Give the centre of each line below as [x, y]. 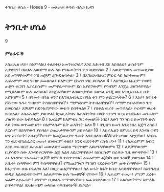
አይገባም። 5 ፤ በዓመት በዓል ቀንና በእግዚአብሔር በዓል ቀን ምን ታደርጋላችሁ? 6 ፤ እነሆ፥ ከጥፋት [81, 97]
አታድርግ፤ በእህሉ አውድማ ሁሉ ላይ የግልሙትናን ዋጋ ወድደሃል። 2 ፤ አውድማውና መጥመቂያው [80, 70]
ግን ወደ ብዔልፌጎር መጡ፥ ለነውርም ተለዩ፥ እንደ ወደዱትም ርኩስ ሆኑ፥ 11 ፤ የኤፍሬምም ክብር [80, 141]
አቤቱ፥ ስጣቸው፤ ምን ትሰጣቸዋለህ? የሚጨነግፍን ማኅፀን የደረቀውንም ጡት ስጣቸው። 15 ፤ [78, 163]
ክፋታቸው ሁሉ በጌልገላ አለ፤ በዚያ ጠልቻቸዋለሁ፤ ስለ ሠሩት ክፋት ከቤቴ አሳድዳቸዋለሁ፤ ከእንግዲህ [82, 169]
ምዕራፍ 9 [14, 53]
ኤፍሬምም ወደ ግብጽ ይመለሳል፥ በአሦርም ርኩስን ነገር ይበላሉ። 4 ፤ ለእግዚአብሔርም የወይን [79, 81]
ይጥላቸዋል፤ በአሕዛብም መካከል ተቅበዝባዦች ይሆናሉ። [48, 185]
